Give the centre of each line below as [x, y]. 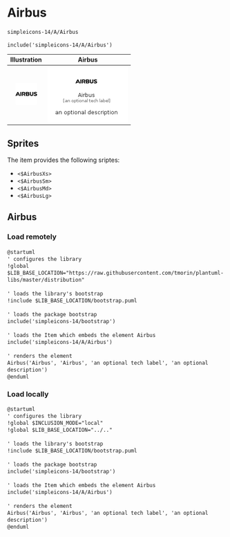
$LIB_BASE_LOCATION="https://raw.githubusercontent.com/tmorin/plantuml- [116, 273]
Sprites [23, 143]
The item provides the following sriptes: [64, 160]
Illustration [26, 60]
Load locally [28, 394]
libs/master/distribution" [46, 280]
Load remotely [32, 237]
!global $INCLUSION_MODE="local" [55, 423]
